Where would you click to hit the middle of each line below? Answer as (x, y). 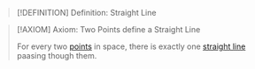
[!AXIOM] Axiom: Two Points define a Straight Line (108, 29)
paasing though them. (57, 55)
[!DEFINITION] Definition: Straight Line (86, 13)
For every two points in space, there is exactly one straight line (131, 46)
